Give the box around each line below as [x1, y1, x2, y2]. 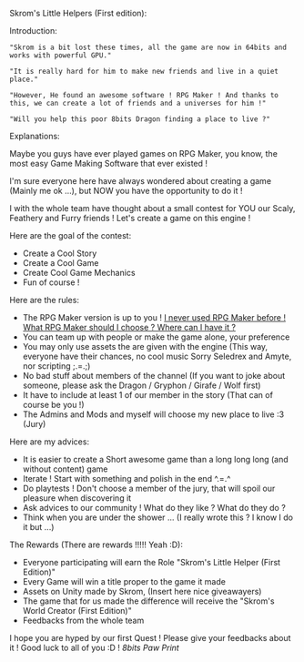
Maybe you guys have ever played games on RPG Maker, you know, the [9, 148, 278, 158]
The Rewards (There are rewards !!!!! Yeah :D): [9, 539, 184, 550]
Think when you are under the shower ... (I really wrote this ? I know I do [22, 512, 294, 523]
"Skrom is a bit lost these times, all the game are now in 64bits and [9, 43, 287, 52]
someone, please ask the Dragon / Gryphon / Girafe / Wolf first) [22, 380, 261, 391]
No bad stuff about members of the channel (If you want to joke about [22, 371, 286, 381]
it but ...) [22, 522, 55, 532]
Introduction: [9, 25, 57, 36]
